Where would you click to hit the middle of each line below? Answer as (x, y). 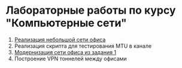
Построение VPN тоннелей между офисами (70, 58)
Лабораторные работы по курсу (91, 10)
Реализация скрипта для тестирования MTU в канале (83, 46)
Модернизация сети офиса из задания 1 (65, 52)
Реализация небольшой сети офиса (60, 39)
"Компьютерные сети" (66, 23)
